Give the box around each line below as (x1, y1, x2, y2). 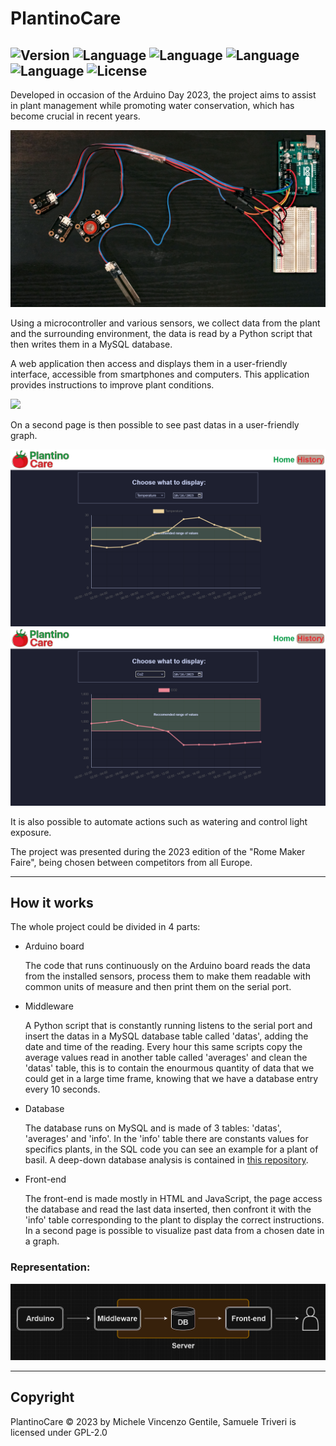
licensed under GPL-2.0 (10, 1426, 108, 1438)
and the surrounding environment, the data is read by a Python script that (10, 327, 313, 339)
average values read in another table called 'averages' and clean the (24, 1052, 308, 1064)
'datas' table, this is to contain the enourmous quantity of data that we (24, 1062, 315, 1074)
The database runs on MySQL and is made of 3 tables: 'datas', (24, 1122, 282, 1134)
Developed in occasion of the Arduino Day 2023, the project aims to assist (10, 89, 317, 101)
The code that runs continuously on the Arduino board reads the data (24, 960, 311, 972)
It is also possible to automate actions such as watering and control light (10, 815, 308, 827)
